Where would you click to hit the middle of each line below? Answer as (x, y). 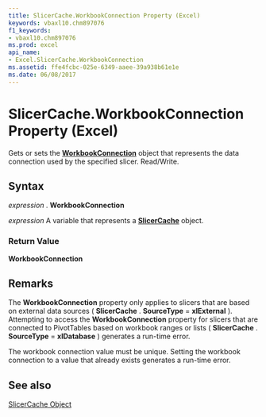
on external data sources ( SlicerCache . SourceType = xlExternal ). (120, 311)
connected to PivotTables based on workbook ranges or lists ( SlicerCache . (133, 328)
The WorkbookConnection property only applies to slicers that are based (129, 303)
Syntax (26, 186)
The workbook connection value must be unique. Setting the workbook (124, 352)
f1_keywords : (30, 30)
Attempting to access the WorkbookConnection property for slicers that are (133, 319)
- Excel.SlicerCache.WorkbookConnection (76, 60)
